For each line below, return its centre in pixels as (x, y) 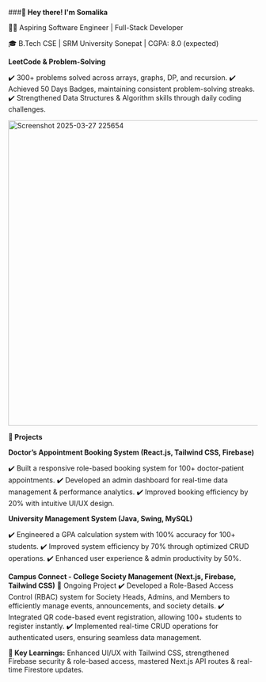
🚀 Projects (25, 437)
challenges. (27, 109)
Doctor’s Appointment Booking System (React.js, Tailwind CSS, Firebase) (131, 452)
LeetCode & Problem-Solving (57, 62)
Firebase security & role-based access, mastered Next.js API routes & (122, 661)
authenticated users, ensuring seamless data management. (105, 637)
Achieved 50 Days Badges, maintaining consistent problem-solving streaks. (131, 89)
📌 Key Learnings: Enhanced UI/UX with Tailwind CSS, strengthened (119, 653)
